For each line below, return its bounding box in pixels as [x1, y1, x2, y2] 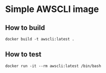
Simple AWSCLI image [5, 3, 99, 15]
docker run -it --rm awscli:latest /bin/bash [5, 63, 101, 68]
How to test [5, 50, 41, 58]
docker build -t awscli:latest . [5, 36, 75, 41]
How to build [5, 23, 45, 32]
